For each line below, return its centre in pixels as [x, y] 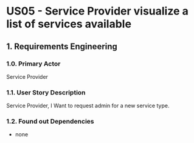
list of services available [69, 24]
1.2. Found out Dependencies [50, 121]
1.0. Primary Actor [33, 64]
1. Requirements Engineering [62, 46]
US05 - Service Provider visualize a [97, 11]
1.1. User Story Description [46, 92]
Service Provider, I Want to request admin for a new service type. [88, 106]
